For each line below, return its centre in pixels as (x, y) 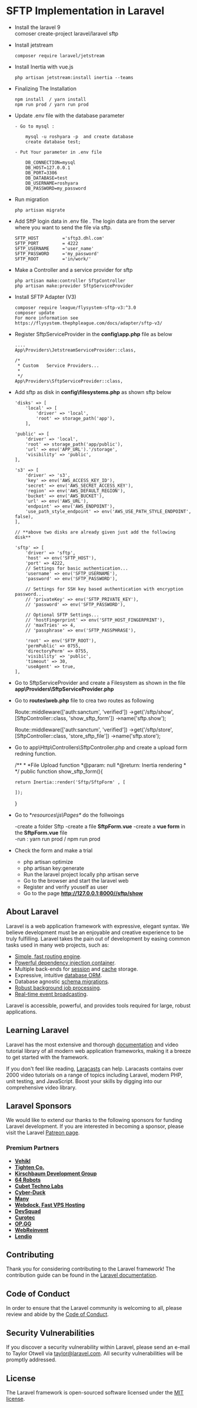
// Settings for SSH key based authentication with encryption (104, 589)
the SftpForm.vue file (41, 833)
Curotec (25, 1217)
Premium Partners (33, 1148)
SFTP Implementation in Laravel (85, 11)
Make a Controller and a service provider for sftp (74, 269)
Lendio (23, 1236)
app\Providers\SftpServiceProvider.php (64, 689)
